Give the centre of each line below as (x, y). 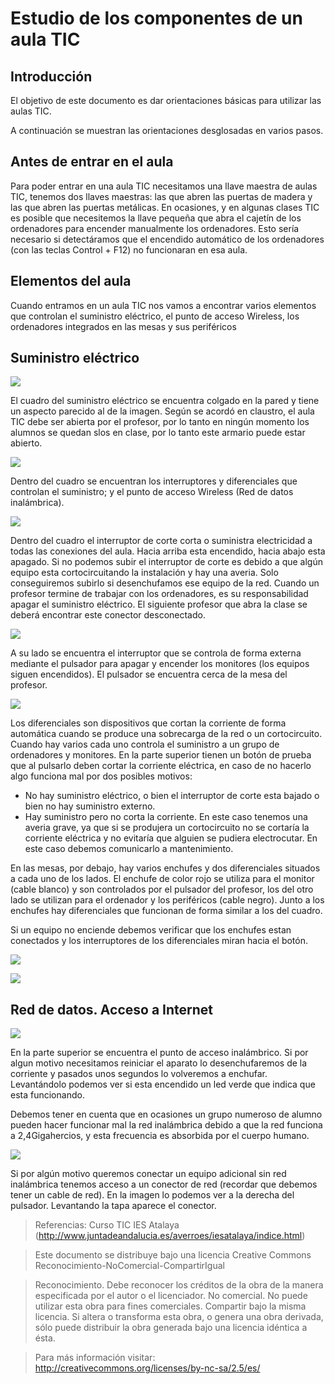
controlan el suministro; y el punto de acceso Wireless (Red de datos (152, 492)
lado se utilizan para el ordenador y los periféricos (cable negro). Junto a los (167, 900)
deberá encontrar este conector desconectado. (108, 615)
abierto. (26, 443)
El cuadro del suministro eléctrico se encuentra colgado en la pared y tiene (165, 401)
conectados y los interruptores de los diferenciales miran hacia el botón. (159, 941)
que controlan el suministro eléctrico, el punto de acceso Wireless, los (155, 316)
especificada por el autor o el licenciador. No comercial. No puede (171, 1296)
